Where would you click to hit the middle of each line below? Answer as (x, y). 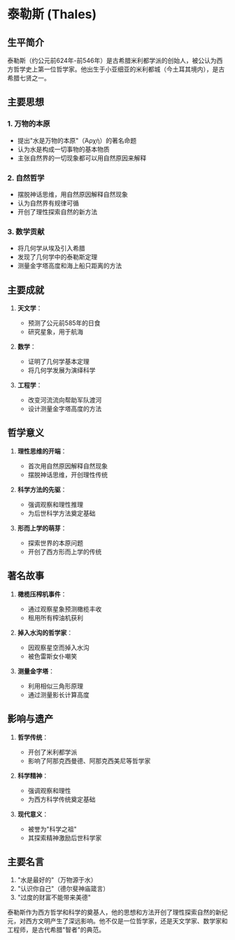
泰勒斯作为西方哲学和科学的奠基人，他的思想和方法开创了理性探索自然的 (111, 912)
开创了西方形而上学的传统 (65, 552)
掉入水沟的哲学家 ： (45, 632)
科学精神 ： (33, 776)
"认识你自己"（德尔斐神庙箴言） (63, 889)
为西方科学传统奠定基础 (62, 799)
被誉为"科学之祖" (52, 829)
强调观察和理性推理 (56, 504)
